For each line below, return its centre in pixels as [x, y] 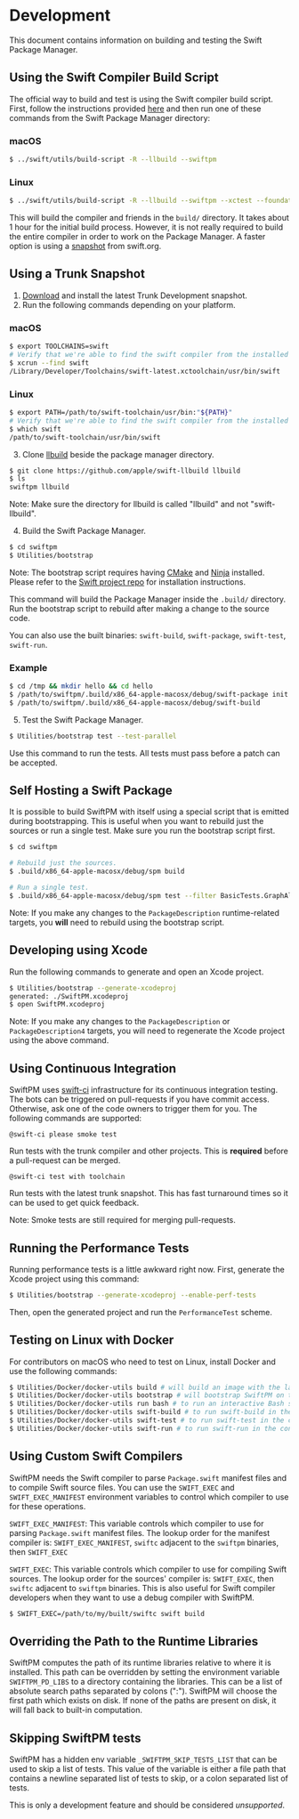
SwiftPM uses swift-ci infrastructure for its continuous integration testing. [144, 1090]
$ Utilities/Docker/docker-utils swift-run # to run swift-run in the [143, 1428]
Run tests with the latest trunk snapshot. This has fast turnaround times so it [149, 1193]
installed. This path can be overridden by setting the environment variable [145, 1672]
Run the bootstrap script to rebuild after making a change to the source [139, 608]
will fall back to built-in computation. [76, 1710]
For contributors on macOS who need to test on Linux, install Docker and [142, 1362]
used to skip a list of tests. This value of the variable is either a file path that [148, 1769]
